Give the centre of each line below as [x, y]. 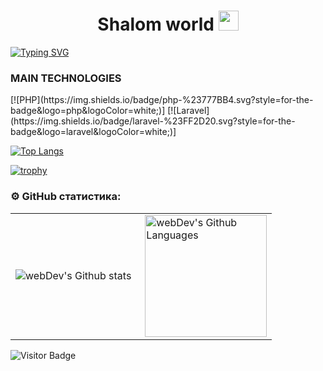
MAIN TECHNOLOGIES [66, 78]
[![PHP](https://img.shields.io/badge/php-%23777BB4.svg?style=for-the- [162, 100]
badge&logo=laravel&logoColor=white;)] [93, 132]
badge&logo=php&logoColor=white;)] [88, 111]
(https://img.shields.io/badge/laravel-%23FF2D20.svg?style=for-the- [153, 121]
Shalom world [156, 24]
